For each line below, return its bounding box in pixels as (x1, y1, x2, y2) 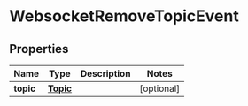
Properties (9, 42, 69, 57)
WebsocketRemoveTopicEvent (9, 6, 239, 26)
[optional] (139, 82, 181, 95)
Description (80, 68, 131, 79)
